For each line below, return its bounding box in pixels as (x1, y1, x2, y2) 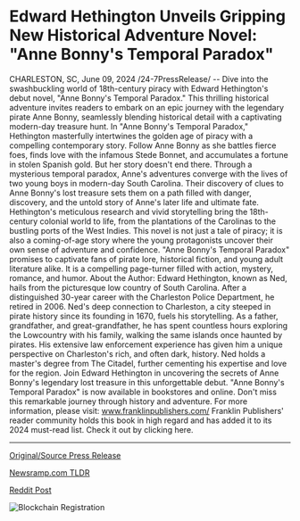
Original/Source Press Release (9, 450, 121, 460)
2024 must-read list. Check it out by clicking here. (9, 424, 194, 434)
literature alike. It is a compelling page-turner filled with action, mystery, (9, 263, 274, 274)
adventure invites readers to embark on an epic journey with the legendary (9, 102, 284, 112)
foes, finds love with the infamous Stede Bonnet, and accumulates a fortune (9, 149, 288, 160)
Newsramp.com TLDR (9, 467, 90, 478)
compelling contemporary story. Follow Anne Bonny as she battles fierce (9, 140, 277, 151)
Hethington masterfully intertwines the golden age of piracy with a (9, 130, 254, 141)
